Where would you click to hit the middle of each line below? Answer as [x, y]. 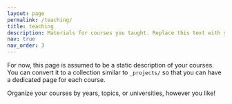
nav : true [21, 39]
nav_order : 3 [26, 45]
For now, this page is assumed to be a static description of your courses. [110, 65]
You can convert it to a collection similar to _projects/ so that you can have [115, 72]
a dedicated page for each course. [56, 80]
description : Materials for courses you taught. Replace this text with [114, 33]
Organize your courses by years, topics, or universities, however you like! [112, 93]
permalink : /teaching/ [40, 20]
